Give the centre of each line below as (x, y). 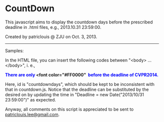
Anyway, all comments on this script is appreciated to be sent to (70, 109)
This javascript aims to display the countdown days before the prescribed (79, 22)
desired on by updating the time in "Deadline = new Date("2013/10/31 (75, 94)
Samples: (14, 51)
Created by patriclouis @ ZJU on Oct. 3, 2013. (51, 37)
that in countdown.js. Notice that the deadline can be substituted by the (77, 89)
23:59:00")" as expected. (31, 100)
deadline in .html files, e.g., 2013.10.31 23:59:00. (53, 27)
